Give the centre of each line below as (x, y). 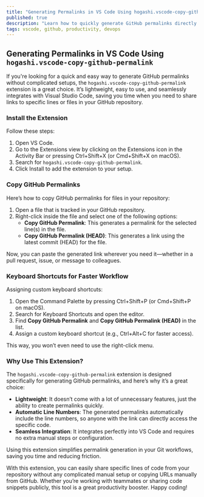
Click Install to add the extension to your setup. (74, 169)
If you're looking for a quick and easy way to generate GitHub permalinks (98, 76)
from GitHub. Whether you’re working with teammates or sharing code (94, 481)
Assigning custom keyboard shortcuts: (55, 289)
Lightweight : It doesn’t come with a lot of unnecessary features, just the (106, 399)
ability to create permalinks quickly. (59, 406)
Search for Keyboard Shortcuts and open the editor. (80, 314)
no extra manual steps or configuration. (64, 438)
